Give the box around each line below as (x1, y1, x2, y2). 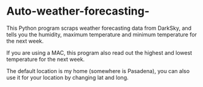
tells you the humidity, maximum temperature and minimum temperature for (6, 30, 197, 38)
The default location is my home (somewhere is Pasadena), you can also (6, 67, 190, 74)
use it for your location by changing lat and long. (6, 74, 129, 81)
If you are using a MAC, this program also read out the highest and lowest (6, 49, 193, 56)
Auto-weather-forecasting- (6, 4, 150, 18)
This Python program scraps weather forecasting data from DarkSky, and (6, 24, 192, 32)
